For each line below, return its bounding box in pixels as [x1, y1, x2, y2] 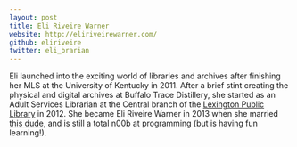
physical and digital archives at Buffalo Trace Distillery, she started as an [9, 90, 276, 101]
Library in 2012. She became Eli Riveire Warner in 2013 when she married [9, 109, 279, 119]
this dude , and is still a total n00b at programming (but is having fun [9, 118, 259, 129]
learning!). [9, 127, 47, 138]
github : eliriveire [9, 37, 82, 47]
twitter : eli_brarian [9, 46, 90, 55]
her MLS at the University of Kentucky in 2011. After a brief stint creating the [9, 80, 289, 91]
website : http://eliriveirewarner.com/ [9, 29, 158, 38]
